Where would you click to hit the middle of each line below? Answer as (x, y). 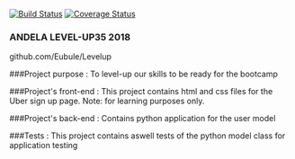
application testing (44, 146)
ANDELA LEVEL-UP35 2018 (70, 37)
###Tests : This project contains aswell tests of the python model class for (147, 136)
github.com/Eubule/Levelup (61, 57)
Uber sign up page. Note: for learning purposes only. (107, 101)
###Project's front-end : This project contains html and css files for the (141, 92)
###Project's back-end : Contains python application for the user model (143, 119)
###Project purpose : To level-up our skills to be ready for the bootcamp (144, 74)
